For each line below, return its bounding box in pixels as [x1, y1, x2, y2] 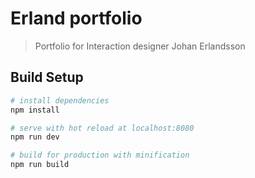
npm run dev [10, 132, 60, 142]
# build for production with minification [10, 150, 190, 161]
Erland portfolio [10, 7, 143, 30]
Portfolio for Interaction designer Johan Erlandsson [34, 40, 246, 52]
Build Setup [10, 69, 84, 86]
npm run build [10, 160, 70, 170]
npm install [10, 105, 60, 115]
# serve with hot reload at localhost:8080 [10, 123, 195, 133]
